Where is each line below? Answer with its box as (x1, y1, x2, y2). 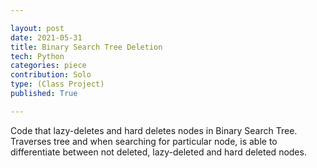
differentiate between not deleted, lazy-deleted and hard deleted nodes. (10, 146, 307, 158)
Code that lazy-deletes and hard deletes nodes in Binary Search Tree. (10, 124, 298, 136)
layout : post (10, 23, 65, 33)
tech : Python (10, 51, 65, 61)
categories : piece (10, 61, 87, 71)
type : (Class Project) (10, 79, 105, 90)
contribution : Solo (10, 70, 92, 80)
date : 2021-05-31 (10, 32, 83, 43)
